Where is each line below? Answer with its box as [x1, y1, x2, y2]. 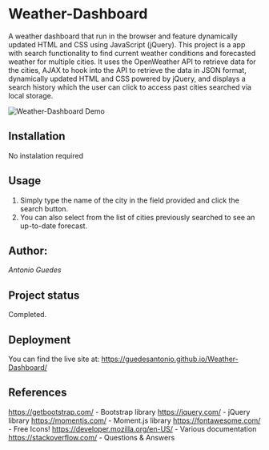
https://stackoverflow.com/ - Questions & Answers [8, 432, 175, 442]
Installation [8, 130, 66, 143]
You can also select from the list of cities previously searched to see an [19, 212, 255, 222]
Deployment [8, 333, 71, 347]
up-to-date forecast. [19, 221, 88, 231]
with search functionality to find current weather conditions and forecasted [8, 48, 256, 58]
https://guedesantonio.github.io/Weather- [101, 354, 239, 364]
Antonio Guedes [8, 265, 62, 275]
